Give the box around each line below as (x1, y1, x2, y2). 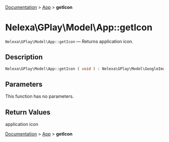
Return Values (5, 108, 51, 116)
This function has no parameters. (5, 93, 74, 99)
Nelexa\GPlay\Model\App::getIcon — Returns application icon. (5, 38, 134, 44)
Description (5, 53, 43, 62)
